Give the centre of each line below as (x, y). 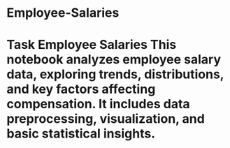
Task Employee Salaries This (92, 45)
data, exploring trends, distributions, (115, 74)
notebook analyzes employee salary (114, 60)
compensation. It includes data (98, 104)
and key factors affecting (81, 89)
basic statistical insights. (81, 134)
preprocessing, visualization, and (106, 119)
